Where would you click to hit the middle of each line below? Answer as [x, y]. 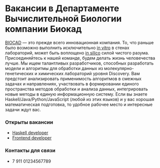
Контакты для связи [30, 151]
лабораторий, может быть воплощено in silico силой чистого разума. [77, 53]
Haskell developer [30, 133]
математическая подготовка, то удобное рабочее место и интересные [79, 104]
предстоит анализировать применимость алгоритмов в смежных [73, 79]
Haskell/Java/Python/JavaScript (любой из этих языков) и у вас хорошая [80, 99]
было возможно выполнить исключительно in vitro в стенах [67, 48]
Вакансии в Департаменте [62, 8]
